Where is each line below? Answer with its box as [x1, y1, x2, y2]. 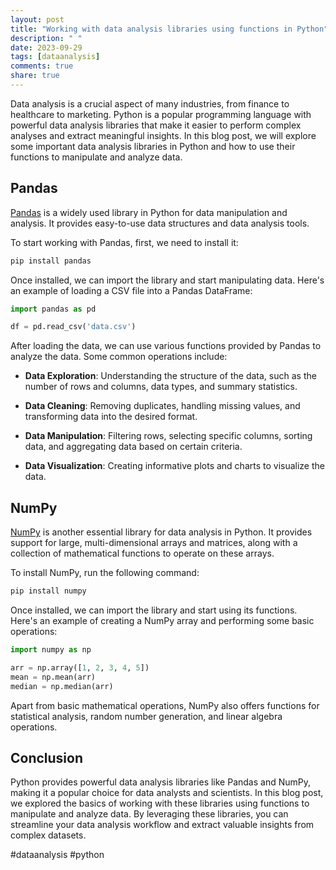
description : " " [10, 33, 83, 43]
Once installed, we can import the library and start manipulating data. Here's [10, 274, 325, 286]
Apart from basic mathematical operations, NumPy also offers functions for [10, 699, 320, 711]
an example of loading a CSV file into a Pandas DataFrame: [10, 284, 253, 296]
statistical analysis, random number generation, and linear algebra [10, 710, 283, 722]
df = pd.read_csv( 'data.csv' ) [10, 322, 137, 332]
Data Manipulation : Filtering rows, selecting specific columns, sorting [24, 430, 313, 442]
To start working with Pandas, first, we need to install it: [10, 236, 239, 248]
